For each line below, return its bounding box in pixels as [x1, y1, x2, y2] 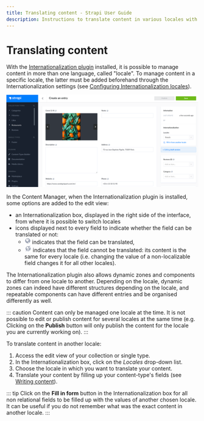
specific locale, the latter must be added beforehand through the [6, 76, 169, 83]
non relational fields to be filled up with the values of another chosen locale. [6, 396, 197, 403]
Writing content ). [15, 378, 58, 385]
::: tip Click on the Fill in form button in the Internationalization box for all [6, 390, 188, 397]
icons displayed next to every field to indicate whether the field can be [15, 224, 192, 232]
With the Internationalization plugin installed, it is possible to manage [6, 63, 178, 71]
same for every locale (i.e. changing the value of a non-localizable [24, 253, 191, 260]
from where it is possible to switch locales [15, 218, 121, 225]
